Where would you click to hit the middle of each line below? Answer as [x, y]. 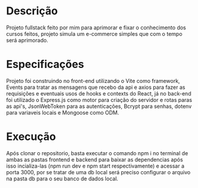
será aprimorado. [27, 40]
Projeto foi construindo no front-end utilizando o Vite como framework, [93, 81]
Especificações [45, 64]
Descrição [32, 11]
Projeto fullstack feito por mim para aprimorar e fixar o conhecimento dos [96, 27]
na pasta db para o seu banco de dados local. [62, 178]
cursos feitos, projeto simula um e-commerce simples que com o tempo [94, 33]
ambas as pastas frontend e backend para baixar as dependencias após [95, 159]
